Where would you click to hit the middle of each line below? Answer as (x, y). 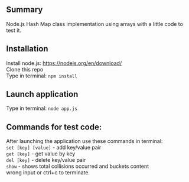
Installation (27, 49)
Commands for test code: (54, 127)
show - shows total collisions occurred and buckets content (78, 166)
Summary (25, 10)
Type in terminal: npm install (42, 76)
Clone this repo (25, 69)
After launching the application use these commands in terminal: (84, 141)
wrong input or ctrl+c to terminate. (48, 173)
